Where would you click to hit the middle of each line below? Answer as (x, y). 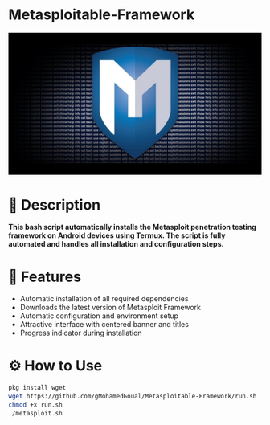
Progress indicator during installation (81, 333)
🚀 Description (55, 204)
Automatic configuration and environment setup (99, 316)
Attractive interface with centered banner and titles (104, 325)
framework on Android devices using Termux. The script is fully (117, 235)
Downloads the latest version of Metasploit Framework (110, 308)
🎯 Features (45, 277)
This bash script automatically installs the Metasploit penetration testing (133, 227)
